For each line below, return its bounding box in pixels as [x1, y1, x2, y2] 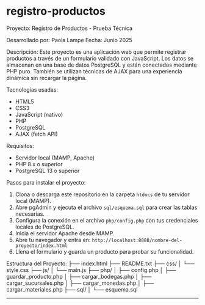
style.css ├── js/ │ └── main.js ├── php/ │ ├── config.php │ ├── [6, 266, 176, 273]
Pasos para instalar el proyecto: [6, 178, 86, 186]
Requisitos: [6, 142, 35, 149]
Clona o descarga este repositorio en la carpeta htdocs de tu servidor [15, 191, 190, 198]
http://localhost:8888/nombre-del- [92, 237, 182, 243]
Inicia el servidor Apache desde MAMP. [15, 229, 115, 237]
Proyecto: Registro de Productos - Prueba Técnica [6, 24, 133, 32]
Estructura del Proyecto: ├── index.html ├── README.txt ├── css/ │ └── [6, 260, 195, 267]
